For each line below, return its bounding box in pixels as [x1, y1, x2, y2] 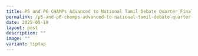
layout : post [6, 24, 38, 31]
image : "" [6, 36, 31, 41]
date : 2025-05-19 [6, 19, 49, 25]
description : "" [6, 30, 46, 36]
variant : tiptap [6, 41, 46, 47]
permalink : [6, 14, 33, 20]
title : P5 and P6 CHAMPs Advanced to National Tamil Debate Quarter [6, 8, 178, 15]
